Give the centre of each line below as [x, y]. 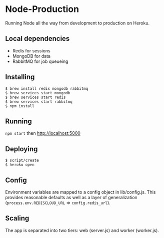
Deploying [21, 149]
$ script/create [22, 161]
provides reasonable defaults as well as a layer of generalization [71, 197]
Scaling [17, 218]
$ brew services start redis [35, 97]
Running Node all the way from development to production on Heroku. [77, 23]
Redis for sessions [31, 50]
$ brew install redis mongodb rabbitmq [47, 88]
